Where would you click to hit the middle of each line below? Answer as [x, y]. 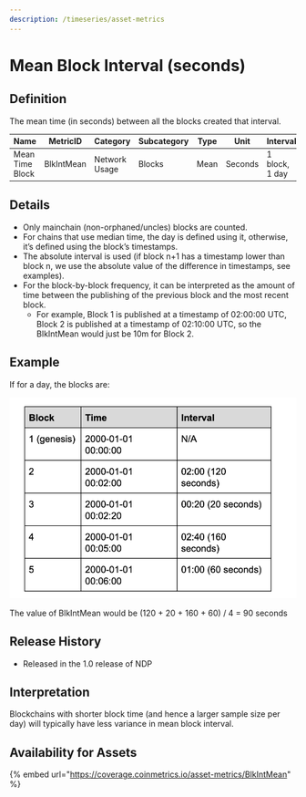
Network [111, 159]
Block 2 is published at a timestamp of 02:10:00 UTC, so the [149, 324]
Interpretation [50, 692]
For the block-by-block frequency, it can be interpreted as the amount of [159, 285]
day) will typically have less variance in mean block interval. [122, 724]
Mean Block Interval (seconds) [127, 65]
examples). [44, 275]
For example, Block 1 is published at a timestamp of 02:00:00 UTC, [161, 314]
